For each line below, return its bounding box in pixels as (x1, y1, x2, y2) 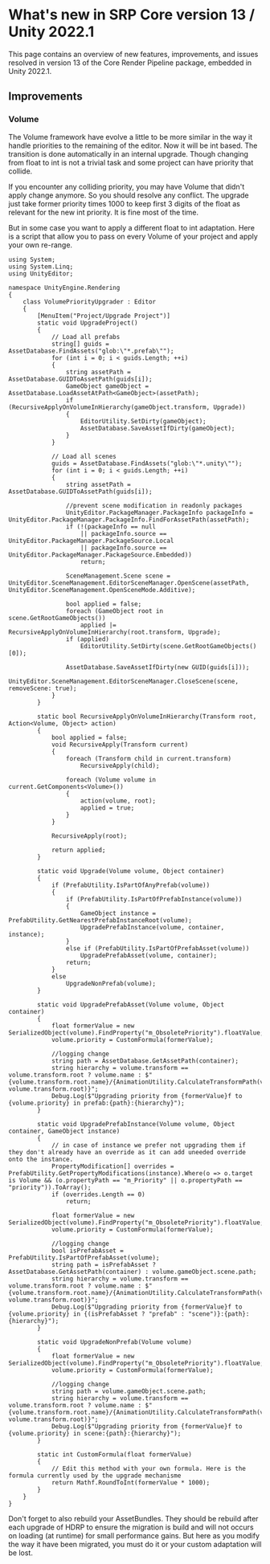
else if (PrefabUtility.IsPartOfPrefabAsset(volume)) (65, 944, 250, 953)
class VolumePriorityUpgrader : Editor (22, 297, 157, 306)
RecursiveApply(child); (80, 762, 160, 770)
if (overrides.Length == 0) (51, 1190, 146, 1199)
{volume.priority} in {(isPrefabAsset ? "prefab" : (8, 1309, 185, 1318)
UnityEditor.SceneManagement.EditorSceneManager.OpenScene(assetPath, (8, 578, 250, 587)
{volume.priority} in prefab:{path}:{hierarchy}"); (8, 1099, 185, 1107)
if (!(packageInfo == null (65, 522, 157, 531)
